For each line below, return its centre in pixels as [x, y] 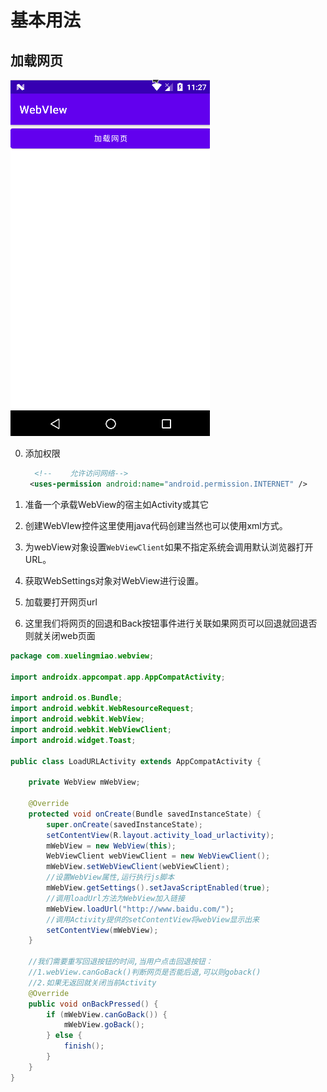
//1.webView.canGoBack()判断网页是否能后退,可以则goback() [145, 972]
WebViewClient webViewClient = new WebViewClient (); [158, 856]
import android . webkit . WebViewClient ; [91, 729]
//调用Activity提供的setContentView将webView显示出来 [153, 919]
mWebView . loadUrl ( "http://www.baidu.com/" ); [140, 909]
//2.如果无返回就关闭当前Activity [92, 982]
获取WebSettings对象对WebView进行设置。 [114, 580]
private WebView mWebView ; [84, 782]
